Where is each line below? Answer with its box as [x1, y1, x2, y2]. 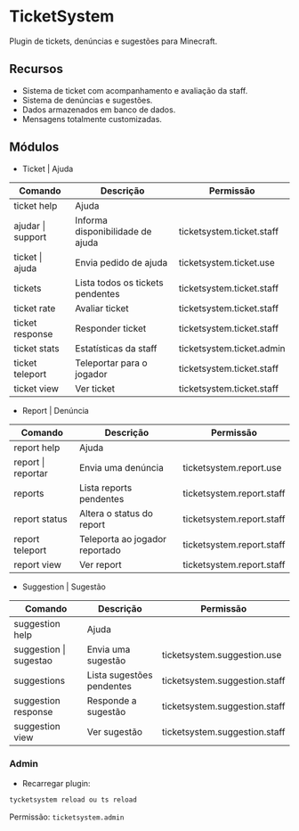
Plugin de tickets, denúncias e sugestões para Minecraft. [9, 36, 218, 46]
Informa [75, 214, 109, 226]
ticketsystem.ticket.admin [178, 341, 286, 354]
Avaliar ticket [75, 301, 129, 314]
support [13, 230, 47, 243]
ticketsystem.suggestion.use [161, 648, 282, 661]
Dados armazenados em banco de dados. [21, 104, 176, 115]
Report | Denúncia [21, 405, 89, 415]
